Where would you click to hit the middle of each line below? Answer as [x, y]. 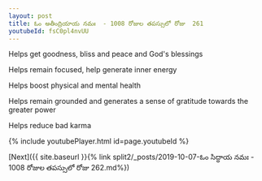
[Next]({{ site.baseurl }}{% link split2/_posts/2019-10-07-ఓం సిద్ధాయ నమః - [131, 157]
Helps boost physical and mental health [74, 85]
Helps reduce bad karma [50, 126]
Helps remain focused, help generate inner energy [93, 70]
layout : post [31, 16]
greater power [32, 110]
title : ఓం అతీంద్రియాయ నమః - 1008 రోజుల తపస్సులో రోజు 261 [106, 24]
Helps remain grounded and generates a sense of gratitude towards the [129, 101]
